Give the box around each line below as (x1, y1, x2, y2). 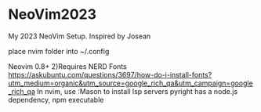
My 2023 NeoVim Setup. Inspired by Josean (8, 31, 151, 41)
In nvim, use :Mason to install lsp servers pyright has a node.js (36, 86, 238, 96)
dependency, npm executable (8, 95, 104, 104)
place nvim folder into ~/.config (8, 46, 110, 56)
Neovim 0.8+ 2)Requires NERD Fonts (8, 61, 127, 71)
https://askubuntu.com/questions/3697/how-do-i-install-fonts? (8, 70, 212, 79)
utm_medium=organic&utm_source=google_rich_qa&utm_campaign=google (8, 78, 253, 88)
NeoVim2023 (8, 5, 96, 23)
